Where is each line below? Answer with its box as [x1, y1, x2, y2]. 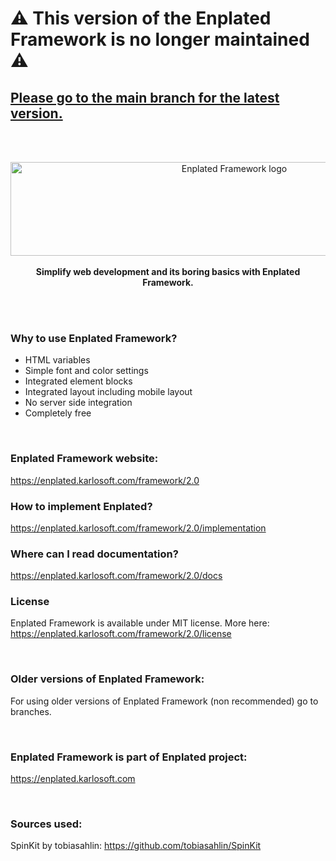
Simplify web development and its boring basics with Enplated [35, 266, 301, 277]
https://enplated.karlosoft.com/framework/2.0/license [10, 628, 232, 640]
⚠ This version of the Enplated [10, 7, 272, 30]
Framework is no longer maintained [10, 28, 310, 51]
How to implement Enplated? [10, 499, 153, 513]
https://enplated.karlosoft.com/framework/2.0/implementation [10, 522, 267, 534]
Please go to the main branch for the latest [10, 89, 280, 106]
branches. [10, 705, 52, 717]
